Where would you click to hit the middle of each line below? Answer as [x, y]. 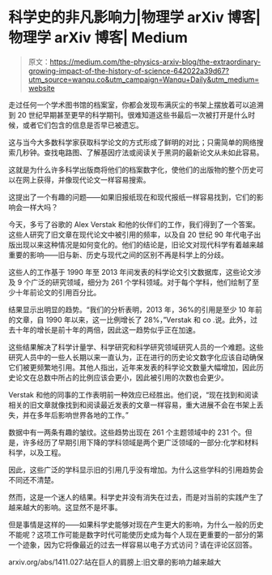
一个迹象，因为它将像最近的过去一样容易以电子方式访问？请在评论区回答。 [132, 544]
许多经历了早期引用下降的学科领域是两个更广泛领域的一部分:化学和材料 [140, 442]
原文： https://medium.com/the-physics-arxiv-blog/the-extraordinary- [144, 62]
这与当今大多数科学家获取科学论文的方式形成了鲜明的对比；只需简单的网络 [132, 142]
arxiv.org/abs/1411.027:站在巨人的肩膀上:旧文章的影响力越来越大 [115, 562]
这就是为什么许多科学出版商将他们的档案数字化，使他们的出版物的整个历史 [132, 169]
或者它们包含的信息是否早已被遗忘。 [83, 125]
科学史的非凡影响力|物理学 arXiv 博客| [135, 17]
